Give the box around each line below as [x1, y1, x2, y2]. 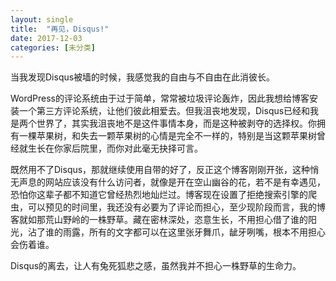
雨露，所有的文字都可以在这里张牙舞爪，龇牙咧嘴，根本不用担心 [62, 226, 326, 238]
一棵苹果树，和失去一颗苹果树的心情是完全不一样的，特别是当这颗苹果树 [18, 130, 317, 142]
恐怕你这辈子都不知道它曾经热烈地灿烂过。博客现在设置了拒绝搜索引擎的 [10, 189, 308, 201]
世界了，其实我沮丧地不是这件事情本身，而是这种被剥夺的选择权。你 [36, 117, 317, 130]
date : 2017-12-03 [10, 33, 83, 43]
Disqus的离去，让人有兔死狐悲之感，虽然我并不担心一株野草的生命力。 [10, 260, 302, 272]
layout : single [10, 14, 74, 25]
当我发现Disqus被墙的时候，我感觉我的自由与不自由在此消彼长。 [10, 71, 276, 83]
